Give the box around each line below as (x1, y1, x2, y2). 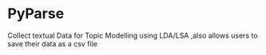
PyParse (7, 5, 65, 23)
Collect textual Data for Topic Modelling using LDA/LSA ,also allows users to (7, 31, 258, 40)
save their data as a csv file (7, 38, 97, 48)
